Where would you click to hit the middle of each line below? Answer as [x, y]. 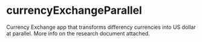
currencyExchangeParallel [74, 10]
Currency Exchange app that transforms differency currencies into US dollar [101, 27]
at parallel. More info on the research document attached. [78, 33]
